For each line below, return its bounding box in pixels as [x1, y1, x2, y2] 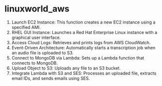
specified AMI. [11, 24, 41, 30]
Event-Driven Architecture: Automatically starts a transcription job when [11, 45, 156, 50]
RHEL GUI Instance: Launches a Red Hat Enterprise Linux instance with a [11, 29, 158, 35]
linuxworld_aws [4, 3, 70, 14]
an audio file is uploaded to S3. [11, 49, 74, 56]
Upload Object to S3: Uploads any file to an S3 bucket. [11, 65, 121, 71]
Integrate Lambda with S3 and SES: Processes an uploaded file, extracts [11, 70, 157, 76]
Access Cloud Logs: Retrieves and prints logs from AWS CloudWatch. [11, 39, 151, 45]
